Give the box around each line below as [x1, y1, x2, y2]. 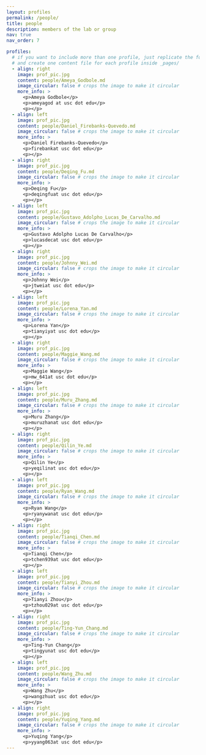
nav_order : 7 [6, 37, 40, 44]
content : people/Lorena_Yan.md [17, 305, 97, 312]
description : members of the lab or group [6, 26, 116, 33]
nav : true [6, 32, 32, 38]
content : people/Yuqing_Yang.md [17, 716, 100, 722]
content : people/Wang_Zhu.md [17, 670, 92, 677]
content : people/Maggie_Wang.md [17, 351, 100, 357]
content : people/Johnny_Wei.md [17, 260, 97, 266]
